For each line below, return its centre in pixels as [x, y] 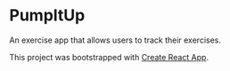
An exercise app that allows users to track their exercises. [115, 40]
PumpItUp [47, 16]
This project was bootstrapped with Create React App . [109, 57]
